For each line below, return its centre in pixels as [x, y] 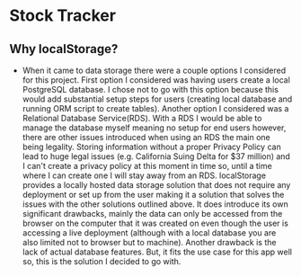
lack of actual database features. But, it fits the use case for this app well [157, 252]
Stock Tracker [63, 16]
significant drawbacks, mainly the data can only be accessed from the [152, 214]
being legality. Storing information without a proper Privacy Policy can [151, 147]
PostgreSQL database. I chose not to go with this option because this [150, 89]
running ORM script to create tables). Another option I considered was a [155, 108]
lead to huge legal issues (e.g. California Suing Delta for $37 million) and [156, 156]
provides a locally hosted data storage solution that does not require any [156, 185]
